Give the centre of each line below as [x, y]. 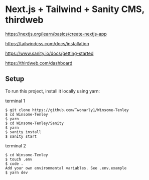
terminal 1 [15, 101]
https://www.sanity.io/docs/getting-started [49, 53]
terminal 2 [16, 146]
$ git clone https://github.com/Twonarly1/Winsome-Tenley [67, 110]
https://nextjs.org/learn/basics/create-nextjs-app [56, 34]
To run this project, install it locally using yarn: [53, 91]
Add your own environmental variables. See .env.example [66, 168]
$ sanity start [21, 136]
